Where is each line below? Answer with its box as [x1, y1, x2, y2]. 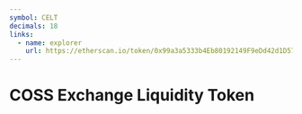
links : [9, 30, 34, 39]
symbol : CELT [9, 13, 58, 22]
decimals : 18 [9, 22, 58, 31]
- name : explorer [17, 38, 83, 48]
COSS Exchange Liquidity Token [9, 85, 254, 106]
